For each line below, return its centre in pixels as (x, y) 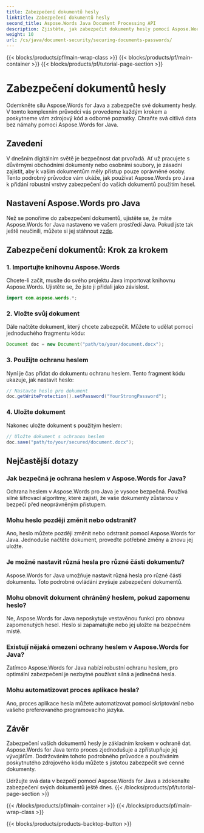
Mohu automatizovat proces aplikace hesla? (73, 690)
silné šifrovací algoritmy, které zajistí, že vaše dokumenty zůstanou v (92, 498)
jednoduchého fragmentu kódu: (46, 333)
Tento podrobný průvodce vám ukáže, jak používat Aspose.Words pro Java (100, 177)
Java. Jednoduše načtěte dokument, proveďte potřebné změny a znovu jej (100, 540)
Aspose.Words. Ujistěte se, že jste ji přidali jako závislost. (78, 287)
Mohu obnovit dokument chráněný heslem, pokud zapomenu (98, 597)
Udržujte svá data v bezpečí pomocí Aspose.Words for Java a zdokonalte (98, 781)
